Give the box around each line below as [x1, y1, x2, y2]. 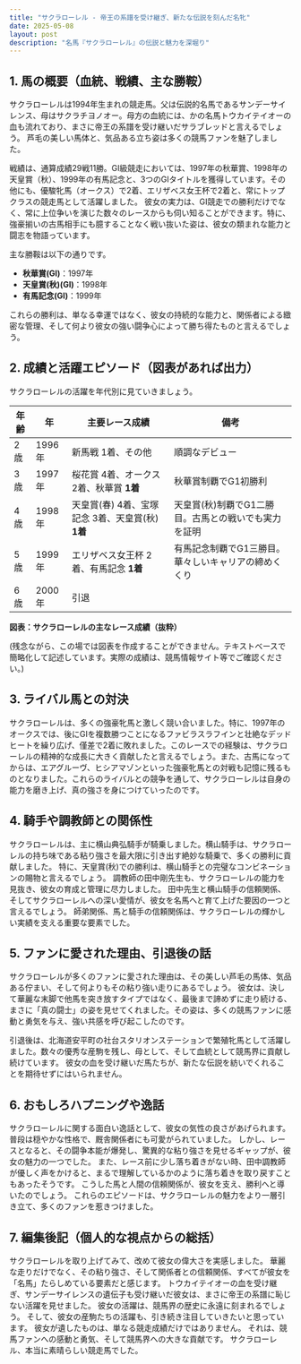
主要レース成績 [87, 416, 150, 428]
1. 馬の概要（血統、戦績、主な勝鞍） [9, 73, 210, 89]
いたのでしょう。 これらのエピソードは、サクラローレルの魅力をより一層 [9, 1190, 278, 1201]
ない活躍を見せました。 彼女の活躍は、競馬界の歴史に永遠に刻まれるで [9, 1300, 271, 1310]
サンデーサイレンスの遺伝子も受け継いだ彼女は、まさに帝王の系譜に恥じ [24, 1289, 291, 1300]
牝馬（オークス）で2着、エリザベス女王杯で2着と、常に [56, 185, 262, 196]
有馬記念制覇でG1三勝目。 [174, 542, 286, 554]
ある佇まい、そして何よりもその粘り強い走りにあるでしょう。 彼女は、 [9, 982, 271, 993]
